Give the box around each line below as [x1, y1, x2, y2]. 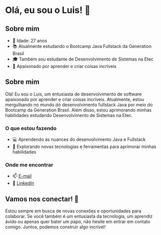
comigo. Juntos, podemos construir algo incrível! [5, 224, 106, 230]
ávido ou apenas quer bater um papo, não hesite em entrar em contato [5, 218, 151, 224]
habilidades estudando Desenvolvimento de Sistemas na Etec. [5, 112, 133, 118]
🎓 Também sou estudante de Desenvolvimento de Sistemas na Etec [12, 56, 154, 62]
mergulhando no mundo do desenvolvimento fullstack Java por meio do [5, 101, 153, 107]
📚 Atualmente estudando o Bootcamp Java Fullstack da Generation [12, 43, 152, 49]
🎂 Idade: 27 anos [12, 37, 47, 43]
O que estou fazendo [5, 124, 57, 131]
